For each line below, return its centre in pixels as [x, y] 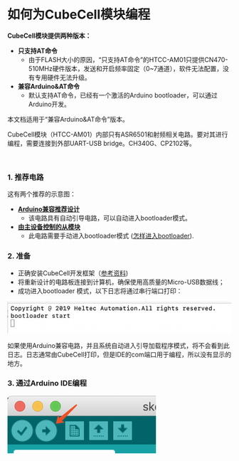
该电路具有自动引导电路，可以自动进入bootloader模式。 [110, 218]
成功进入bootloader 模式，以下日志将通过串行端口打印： [100, 291]
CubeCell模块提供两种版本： [49, 36]
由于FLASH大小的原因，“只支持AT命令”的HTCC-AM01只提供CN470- [128, 59]
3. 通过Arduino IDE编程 [47, 383]
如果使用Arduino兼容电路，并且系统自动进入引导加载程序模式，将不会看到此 [118, 345]
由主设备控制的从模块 [49, 227]
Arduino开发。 [49, 104]
